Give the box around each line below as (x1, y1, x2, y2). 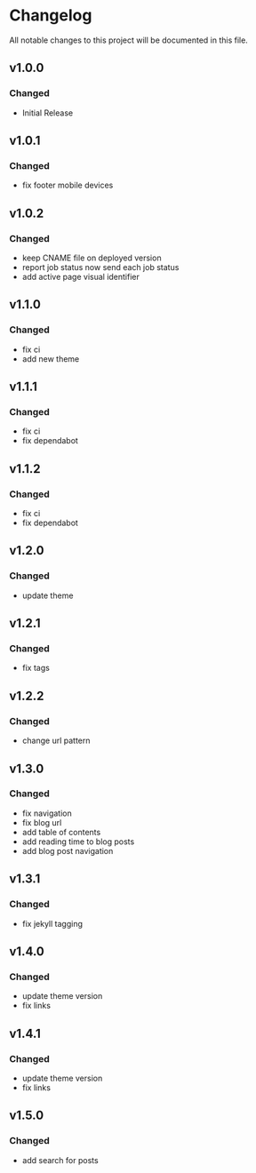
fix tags (21, 663, 51, 674)
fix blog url (21, 817, 62, 827)
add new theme (21, 353, 80, 364)
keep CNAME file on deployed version (21, 252, 162, 263)
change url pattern (21, 735, 91, 746)
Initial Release (21, 108, 74, 118)
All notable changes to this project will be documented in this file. (9, 35, 249, 45)
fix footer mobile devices (21, 180, 114, 191)
